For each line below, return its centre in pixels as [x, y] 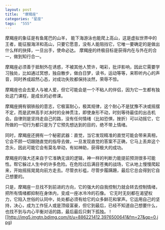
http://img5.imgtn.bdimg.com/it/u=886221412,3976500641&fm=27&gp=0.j [83, 217]
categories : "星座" [24, 19]
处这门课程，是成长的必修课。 [35, 96]
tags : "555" [18, 23]
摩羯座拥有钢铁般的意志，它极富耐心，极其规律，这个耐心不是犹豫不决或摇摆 [82, 106]
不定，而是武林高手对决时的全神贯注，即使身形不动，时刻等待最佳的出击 [78, 113]
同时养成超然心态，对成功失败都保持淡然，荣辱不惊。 [67, 79]
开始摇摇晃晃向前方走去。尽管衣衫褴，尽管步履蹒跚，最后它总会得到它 [84, 170]
